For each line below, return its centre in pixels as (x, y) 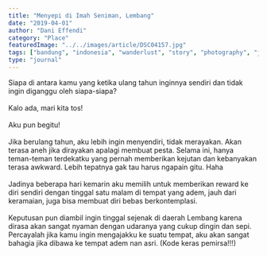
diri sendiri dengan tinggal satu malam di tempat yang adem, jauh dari (122, 192)
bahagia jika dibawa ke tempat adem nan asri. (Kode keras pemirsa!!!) (122, 242)
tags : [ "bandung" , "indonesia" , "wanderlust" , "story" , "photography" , (129, 52)
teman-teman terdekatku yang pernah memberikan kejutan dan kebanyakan (132, 158)
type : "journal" (35, 60)
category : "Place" (39, 38)
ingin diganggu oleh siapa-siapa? (63, 91)
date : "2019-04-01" (41, 23)
